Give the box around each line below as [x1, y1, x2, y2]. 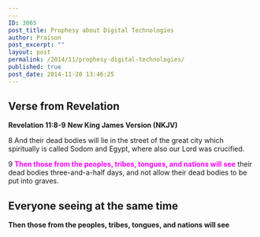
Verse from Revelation [8, 100, 120, 113]
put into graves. [8, 176, 59, 186]
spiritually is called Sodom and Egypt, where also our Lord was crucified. [8, 144, 245, 154]
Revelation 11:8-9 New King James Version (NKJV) [8, 120, 178, 130]
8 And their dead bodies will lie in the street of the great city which [8, 136, 225, 145]
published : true [8, 63, 61, 71]
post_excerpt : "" [8, 41, 65, 49]
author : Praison [8, 33, 61, 42]
